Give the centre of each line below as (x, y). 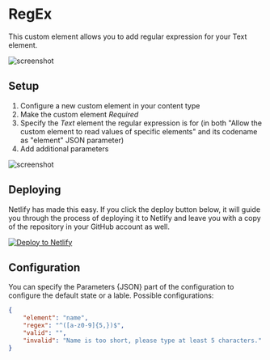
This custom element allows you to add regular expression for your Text (128, 36)
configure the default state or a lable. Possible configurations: (111, 295)
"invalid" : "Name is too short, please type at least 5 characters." (143, 341)
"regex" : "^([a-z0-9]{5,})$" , (74, 326)
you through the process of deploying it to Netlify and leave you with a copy (135, 218)
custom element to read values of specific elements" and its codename (139, 131)
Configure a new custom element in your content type (110, 105)
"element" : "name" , (56, 318)
